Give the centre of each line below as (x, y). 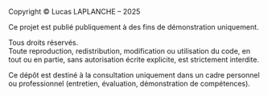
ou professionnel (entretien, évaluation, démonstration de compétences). (130, 84)
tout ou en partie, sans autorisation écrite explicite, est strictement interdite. (134, 60)
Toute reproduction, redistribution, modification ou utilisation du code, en (130, 51)
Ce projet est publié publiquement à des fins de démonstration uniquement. (134, 27)
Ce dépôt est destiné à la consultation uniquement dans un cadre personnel (134, 75)
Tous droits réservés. (43, 42)
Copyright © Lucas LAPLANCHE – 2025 (74, 12)
